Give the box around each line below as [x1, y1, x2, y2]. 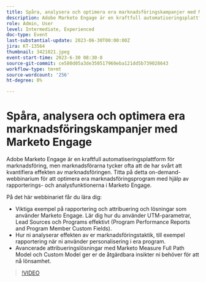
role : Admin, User [6, 20, 53, 26]
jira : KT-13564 [6, 44, 45, 50]
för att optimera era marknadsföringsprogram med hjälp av [40, 175, 189, 183]
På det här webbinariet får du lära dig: [6, 194, 102, 201]
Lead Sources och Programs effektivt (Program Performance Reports [15, 218, 191, 226]
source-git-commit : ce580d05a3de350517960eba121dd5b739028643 [6, 60, 169, 66]
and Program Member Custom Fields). [15, 225, 112, 232]
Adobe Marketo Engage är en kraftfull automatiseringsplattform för [6, 156, 175, 163]
